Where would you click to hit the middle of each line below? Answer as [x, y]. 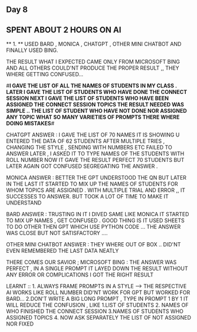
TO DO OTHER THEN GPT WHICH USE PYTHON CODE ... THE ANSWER [93, 227]
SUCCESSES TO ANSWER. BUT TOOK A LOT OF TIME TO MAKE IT [88, 197]
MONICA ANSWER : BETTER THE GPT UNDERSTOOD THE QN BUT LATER [96, 178]
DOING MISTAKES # [30, 123]
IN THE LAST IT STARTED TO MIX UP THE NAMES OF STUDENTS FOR [92, 184]
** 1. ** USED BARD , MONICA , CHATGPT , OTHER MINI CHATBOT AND [94, 44]
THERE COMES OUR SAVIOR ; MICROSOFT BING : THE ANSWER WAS [91, 262]
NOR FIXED [20, 324]
